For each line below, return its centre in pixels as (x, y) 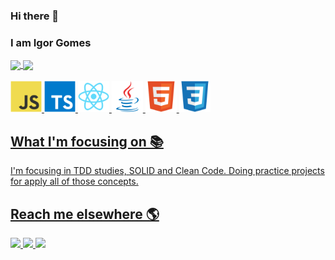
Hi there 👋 (35, 16)
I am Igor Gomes (51, 42)
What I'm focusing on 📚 (87, 141)
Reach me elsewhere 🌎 (85, 214)
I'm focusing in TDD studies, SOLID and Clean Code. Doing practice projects (167, 171)
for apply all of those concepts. (74, 181)
